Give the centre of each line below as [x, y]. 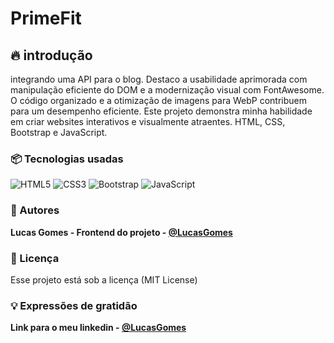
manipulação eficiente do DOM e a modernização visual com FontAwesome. [167, 90]
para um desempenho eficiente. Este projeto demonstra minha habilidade [161, 111]
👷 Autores [35, 210]
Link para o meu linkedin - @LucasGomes [98, 328]
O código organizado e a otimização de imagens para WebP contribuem [158, 100]
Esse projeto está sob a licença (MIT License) [104, 279]
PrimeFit [46, 18]
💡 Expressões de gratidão [74, 305]
